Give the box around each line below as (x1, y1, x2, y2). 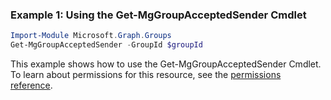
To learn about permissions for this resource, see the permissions (10, 69, 282, 81)
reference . (10, 79, 53, 92)
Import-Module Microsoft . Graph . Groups (10, 31, 172, 41)
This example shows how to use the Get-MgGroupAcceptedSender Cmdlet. (10, 58, 322, 70)
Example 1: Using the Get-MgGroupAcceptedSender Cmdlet (10, 8, 307, 22)
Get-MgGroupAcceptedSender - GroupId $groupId (10, 40, 203, 50)
